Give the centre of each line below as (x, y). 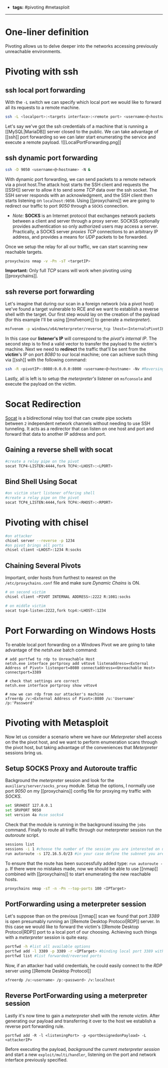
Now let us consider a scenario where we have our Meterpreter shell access (84, 737)
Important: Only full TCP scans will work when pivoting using (68, 271)
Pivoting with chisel (47, 523)
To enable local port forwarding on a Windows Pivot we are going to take (80, 644)
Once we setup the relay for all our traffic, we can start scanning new (76, 246)
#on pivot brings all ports (34, 545)
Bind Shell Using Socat (41, 482)
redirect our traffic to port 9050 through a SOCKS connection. (67, 206)
